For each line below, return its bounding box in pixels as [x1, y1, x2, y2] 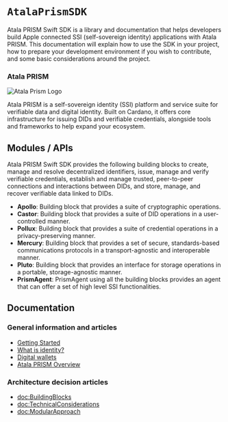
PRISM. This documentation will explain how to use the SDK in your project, [7, 40, 220, 48]
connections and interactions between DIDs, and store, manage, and [7, 182, 201, 190]
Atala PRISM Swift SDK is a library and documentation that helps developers [7, 25, 222, 34]
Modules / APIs [7, 142, 73, 154]
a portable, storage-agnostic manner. [16, 268, 123, 276]
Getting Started [16, 338, 60, 347]
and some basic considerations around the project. [7, 54, 151, 63]
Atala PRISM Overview [16, 360, 81, 368]
